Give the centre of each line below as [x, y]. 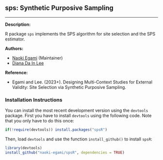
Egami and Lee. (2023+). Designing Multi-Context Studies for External [82, 82]
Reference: [16, 72]
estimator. [15, 39]
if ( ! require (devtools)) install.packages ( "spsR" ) [56, 130]
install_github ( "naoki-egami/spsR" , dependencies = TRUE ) [65, 152]
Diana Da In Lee [28, 63]
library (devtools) [24, 148]
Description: [18, 24]
